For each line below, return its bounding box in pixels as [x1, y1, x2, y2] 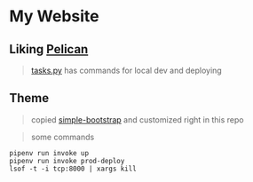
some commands [30, 131, 95, 142]
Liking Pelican [9, 42, 89, 57]
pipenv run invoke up [9, 148, 90, 157]
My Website [9, 6, 99, 27]
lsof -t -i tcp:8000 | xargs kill [9, 164, 138, 173]
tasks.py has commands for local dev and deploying [30, 65, 222, 75]
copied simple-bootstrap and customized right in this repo [30, 114, 244, 125]
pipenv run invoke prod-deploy [9, 156, 125, 165]
